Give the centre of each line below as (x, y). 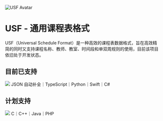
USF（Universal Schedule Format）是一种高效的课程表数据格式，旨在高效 (79, 43)
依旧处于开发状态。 (24, 55)
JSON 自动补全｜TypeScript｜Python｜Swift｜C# (61, 84)
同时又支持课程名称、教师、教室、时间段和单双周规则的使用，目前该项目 (86, 49)
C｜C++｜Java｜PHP (33, 113)
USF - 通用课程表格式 (47, 29)
